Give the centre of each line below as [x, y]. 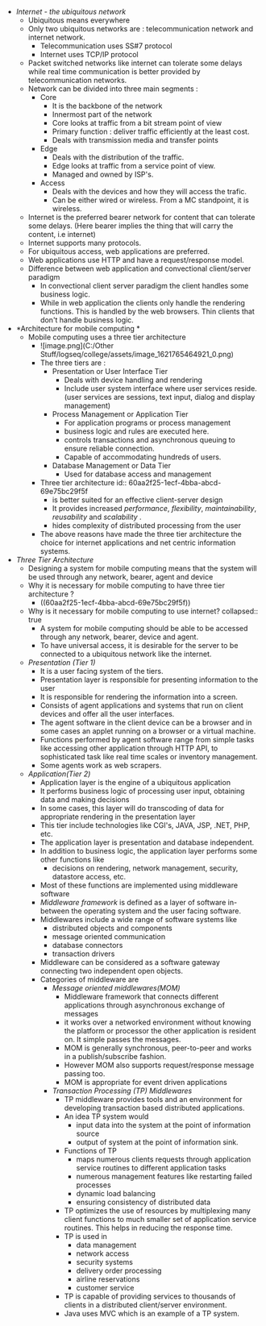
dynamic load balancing [116, 1193]
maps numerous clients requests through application [164, 1159]
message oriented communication [109, 937]
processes [94, 1185]
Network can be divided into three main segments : [113, 89]
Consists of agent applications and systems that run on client [141, 705]
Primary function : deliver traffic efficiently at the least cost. [151, 131]
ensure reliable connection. [109, 448]
